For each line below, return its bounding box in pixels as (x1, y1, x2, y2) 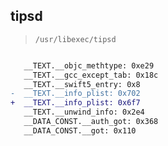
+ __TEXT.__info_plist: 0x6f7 (10, 98, 141, 108)
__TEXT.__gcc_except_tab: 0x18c (23, 70, 159, 80)
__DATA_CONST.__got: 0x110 (23, 125, 137, 136)
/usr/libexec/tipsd (34, 34, 117, 44)
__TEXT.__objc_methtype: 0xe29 (23, 60, 155, 71)
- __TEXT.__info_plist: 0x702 (10, 89, 141, 99)
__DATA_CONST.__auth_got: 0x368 (23, 117, 159, 127)
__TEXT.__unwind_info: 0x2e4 (23, 107, 145, 118)
